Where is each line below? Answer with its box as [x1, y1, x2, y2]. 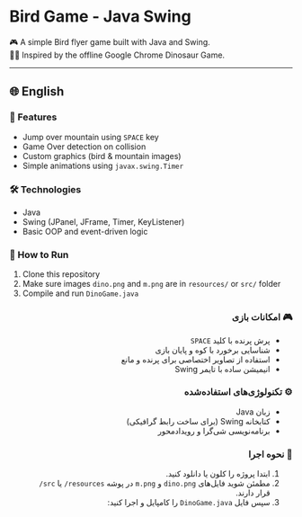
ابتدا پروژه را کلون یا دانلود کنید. [165, 468, 271, 479]
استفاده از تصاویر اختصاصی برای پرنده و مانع [120, 353, 271, 365]
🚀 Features [9, 111, 58, 123]
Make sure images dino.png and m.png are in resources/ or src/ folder [22, 279, 281, 290]
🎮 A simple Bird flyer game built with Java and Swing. [9, 36, 211, 47]
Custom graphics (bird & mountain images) [22, 150, 182, 161]
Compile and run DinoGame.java [22, 288, 139, 299]
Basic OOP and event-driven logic [22, 226, 148, 236]
